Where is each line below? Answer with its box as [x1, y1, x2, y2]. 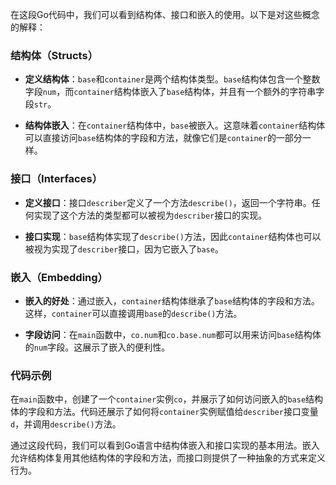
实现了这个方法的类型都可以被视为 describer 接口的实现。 [33, 209, 268, 221]
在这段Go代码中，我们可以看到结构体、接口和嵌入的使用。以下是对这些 [10, 9, 303, 20]
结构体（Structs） [10, 48, 99, 62]
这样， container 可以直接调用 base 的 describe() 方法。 [24, 307, 243, 319]
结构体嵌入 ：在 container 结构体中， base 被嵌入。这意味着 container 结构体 [24, 119, 326, 132]
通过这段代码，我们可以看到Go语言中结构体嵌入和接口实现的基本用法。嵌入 [10, 439, 320, 452]
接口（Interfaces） [10, 172, 103, 186]
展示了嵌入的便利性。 [82, 341, 171, 353]
